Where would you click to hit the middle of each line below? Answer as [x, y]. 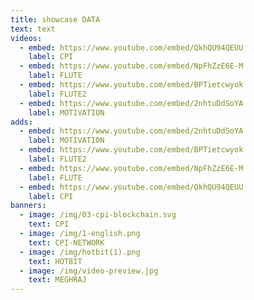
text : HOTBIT [55, 261]
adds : [21, 122]
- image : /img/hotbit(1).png [80, 252]
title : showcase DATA [55, 19]
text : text [33, 29]
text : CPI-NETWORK [66, 242]
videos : [26, 38]
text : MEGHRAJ [57, 280]
